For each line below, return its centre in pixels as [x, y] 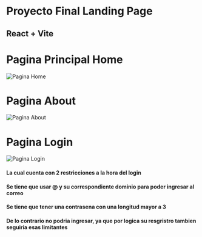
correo [15, 193]
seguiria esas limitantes [37, 227]
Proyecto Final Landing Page [79, 11]
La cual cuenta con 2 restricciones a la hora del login [74, 172]
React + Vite [30, 34]
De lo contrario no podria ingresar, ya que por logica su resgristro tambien [101, 221]
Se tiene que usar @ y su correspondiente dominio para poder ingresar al [100, 187]
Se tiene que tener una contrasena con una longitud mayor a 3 [86, 207]
